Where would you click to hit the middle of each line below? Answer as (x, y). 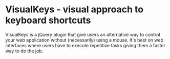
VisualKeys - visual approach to (75, 9)
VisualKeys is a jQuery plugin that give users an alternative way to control (83, 34)
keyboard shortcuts (48, 20)
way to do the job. (24, 51)
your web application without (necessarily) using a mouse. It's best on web (84, 40)
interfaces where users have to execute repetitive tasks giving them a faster (85, 45)
